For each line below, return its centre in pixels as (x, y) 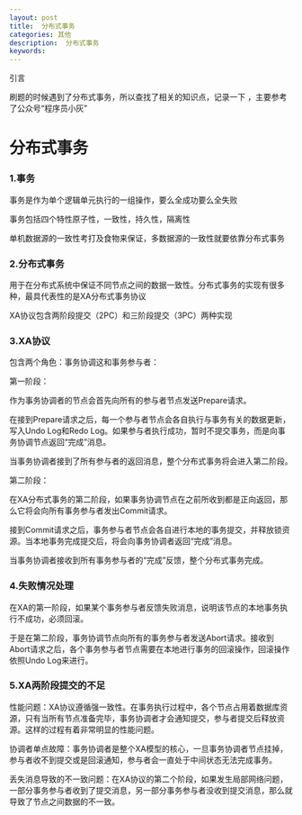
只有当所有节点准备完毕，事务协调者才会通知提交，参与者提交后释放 (151, 718)
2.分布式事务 (37, 264)
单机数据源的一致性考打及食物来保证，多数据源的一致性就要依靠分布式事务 (147, 238)
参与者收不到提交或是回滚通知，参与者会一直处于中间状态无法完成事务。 (143, 760)
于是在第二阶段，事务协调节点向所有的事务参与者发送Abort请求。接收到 (142, 638)
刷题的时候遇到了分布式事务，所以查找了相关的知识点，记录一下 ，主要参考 (148, 97)
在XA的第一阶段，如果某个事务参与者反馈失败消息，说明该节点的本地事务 (145, 607)
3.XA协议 (30, 340)
